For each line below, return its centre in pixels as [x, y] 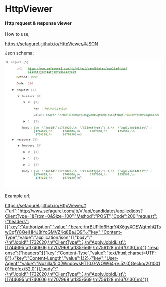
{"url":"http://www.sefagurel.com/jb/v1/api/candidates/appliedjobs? [74, 211]
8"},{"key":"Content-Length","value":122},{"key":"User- [62, 258]
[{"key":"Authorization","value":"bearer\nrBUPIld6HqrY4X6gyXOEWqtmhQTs [83, 227]
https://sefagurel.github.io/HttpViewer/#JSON [52, 44]
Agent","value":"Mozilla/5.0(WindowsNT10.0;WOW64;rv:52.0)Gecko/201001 [83, 264]
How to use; [17, 34]
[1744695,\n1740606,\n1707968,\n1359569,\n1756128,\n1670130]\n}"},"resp [82, 248]
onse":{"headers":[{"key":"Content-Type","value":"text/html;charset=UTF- [81, 253]
